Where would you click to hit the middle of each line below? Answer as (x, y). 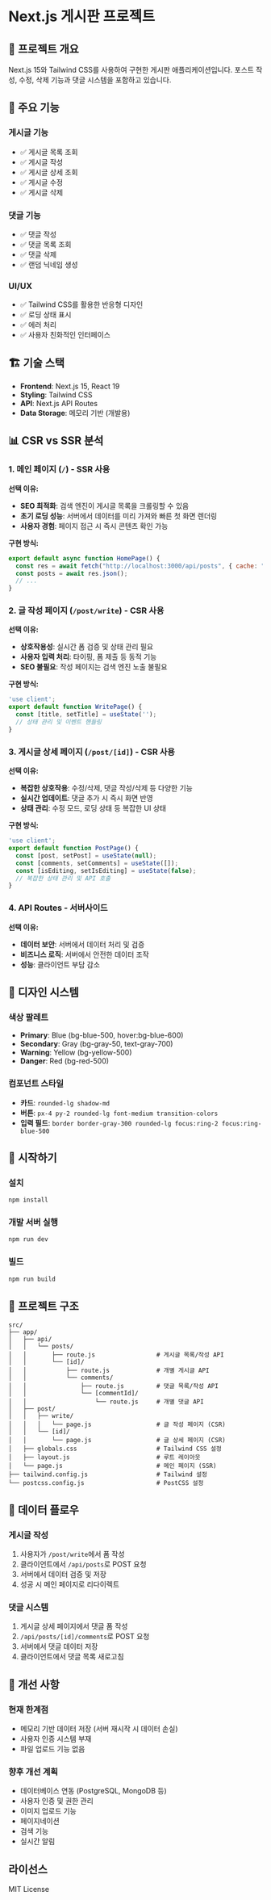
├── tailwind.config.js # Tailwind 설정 (108, 1474)
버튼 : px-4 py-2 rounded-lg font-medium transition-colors (119, 1113)
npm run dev (28, 1239)
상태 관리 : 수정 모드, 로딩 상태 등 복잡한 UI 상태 (93, 808)
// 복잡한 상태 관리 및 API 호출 (63, 878)
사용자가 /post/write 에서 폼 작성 (72, 1554)
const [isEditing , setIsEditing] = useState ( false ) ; (106, 870)
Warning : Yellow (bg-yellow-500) (76, 1053)
